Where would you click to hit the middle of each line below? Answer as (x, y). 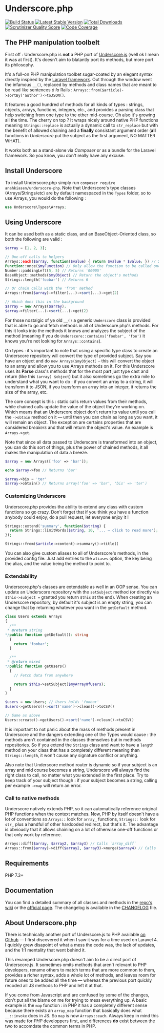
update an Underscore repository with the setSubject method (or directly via (82, 592)
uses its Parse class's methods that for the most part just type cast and (77, 371)
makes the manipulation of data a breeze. (47, 452)
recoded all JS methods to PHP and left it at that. (54, 986)
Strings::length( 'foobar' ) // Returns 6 (47, 280)
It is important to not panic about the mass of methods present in (70, 729)
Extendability (21, 576)
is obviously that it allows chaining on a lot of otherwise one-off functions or (82, 830)
